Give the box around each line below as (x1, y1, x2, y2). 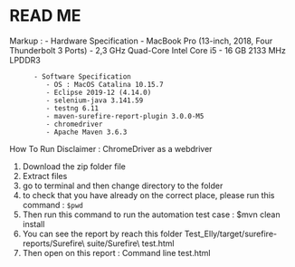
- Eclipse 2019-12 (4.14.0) (45, 88, 152, 97)
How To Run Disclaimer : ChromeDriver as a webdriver (9, 143, 213, 154)
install (22, 218, 45, 229)
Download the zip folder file (22, 160, 127, 172)
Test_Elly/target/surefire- (184, 228, 278, 239)
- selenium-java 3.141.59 (45, 96, 144, 105)
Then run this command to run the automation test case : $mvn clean (22, 209, 281, 220)
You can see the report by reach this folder (22, 228, 183, 239)
